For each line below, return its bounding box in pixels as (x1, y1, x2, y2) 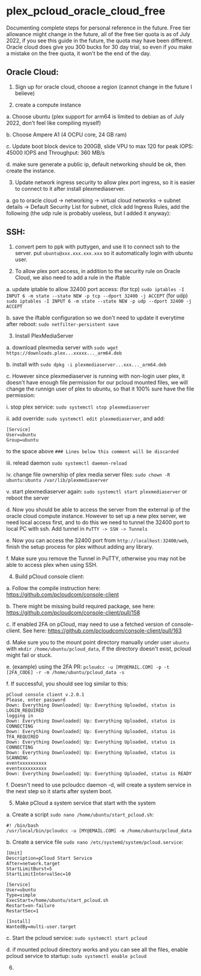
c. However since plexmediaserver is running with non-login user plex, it (6, 372, 185, 380)
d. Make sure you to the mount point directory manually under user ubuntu (6, 638, 190, 646)
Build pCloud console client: (14, 573, 85, 580)
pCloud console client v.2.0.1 (6, 691, 85, 697)
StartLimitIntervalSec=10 (6, 871, 71, 877)
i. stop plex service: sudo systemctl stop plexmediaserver (6, 403, 150, 410)
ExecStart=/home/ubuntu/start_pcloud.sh (6, 897, 109, 903)
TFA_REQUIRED (6, 734, 39, 740)
